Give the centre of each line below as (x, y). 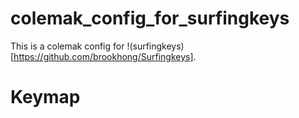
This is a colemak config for (67, 46)
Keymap (45, 97)
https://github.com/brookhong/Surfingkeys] (103, 56)
